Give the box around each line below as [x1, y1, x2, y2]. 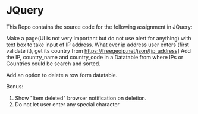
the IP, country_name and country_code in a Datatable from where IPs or [6, 53, 184, 61]
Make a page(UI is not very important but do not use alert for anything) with [6, 34, 191, 42]
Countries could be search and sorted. [6, 60, 101, 67]
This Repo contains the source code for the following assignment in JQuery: [6, 23, 193, 30]
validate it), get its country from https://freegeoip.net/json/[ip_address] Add [6, 47, 191, 54]
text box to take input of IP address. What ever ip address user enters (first [6, 41, 189, 48]
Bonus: [6, 83, 24, 90]
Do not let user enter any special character [14, 100, 120, 107]
